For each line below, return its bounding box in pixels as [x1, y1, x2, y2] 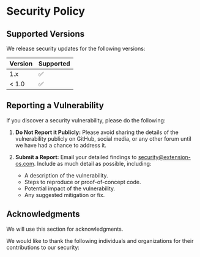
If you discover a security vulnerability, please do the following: [6, 116, 166, 124]
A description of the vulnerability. [24, 171, 108, 179]
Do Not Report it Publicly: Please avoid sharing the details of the [15, 128, 179, 136]
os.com [15, 160, 35, 167]
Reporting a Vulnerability [6, 100, 104, 111]
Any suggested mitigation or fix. [24, 191, 105, 198]
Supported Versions [6, 29, 84, 39]
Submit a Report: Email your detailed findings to [15, 153, 137, 160]
